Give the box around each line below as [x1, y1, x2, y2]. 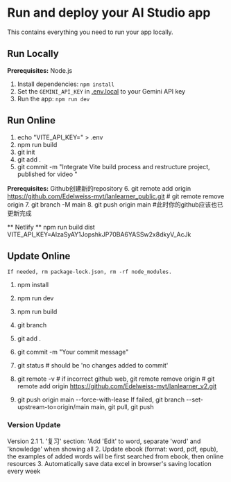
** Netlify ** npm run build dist [7, 223, 95, 231]
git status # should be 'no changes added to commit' [17, 361, 169, 370]
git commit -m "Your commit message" [17, 348, 129, 356]
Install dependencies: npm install [17, 80, 114, 88]
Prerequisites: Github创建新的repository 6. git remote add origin [7, 184, 191, 192]
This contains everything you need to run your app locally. [7, 28, 173, 36]
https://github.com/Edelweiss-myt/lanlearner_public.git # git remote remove [7, 192, 225, 200]
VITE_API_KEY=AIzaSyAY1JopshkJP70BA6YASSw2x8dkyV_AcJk [7, 230, 191, 239]
